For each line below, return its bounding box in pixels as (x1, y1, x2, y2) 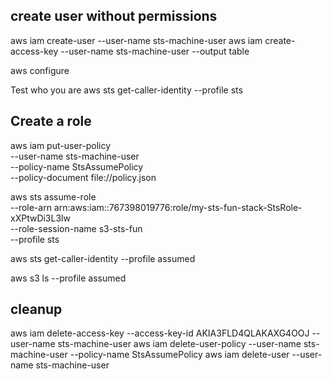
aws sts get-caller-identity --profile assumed (10, 252, 196, 264)
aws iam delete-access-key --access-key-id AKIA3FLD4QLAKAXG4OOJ (10, 327, 310, 339)
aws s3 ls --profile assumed (10, 272, 127, 284)
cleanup (10, 301, 63, 318)
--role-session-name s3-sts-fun (10, 222, 143, 234)
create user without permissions (10, 8, 218, 25)
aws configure (10, 64, 70, 76)
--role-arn (10, 201, 52, 213)
